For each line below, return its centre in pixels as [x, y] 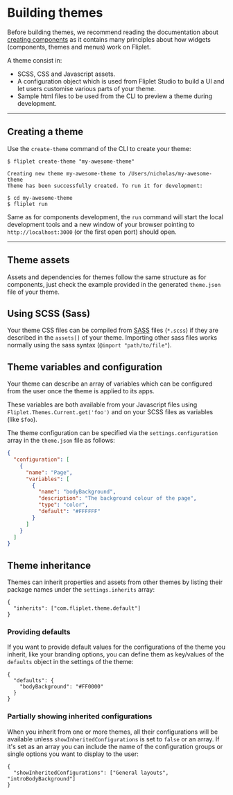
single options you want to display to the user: [73, 754]
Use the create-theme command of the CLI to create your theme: [100, 148]
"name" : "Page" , [49, 472]
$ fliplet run [28, 204]
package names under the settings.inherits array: [81, 590]
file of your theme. [34, 292]
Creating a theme [45, 132]
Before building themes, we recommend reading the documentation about [113, 32]
